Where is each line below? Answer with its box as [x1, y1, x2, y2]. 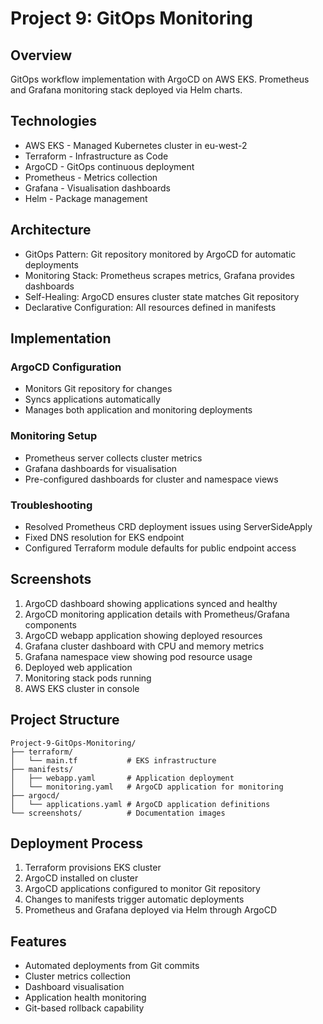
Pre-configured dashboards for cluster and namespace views [24, 473, 279, 485]
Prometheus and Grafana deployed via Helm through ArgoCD [24, 904, 278, 916]
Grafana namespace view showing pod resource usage [24, 650, 253, 662]
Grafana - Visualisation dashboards [24, 182, 171, 194]
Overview [10, 47, 73, 64]
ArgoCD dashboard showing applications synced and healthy [24, 597, 278, 609]
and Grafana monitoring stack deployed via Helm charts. [10, 84, 243, 96]
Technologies [10, 113, 98, 130]
